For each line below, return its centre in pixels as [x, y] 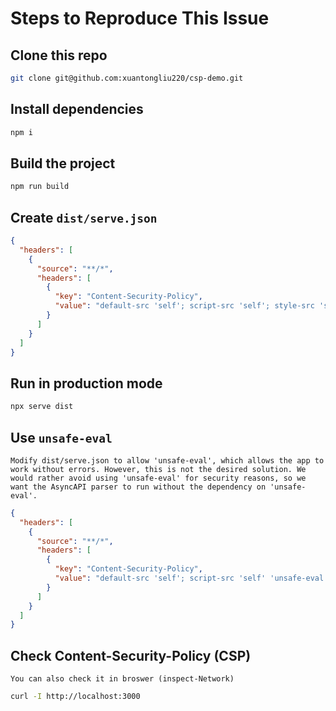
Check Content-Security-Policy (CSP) [131, 655]
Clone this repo [59, 55]
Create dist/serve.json [84, 217]
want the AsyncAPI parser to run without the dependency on [138, 487]
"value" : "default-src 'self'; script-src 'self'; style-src [184, 306]
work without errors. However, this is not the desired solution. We [158, 469]
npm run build [40, 187]
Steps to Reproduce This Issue [140, 18]
